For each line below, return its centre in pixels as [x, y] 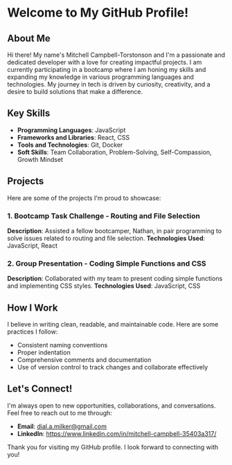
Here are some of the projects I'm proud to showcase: [84, 198]
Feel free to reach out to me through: [60, 412]
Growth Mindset [40, 159]
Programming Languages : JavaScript [71, 130]
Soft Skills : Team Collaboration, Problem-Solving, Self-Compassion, [114, 152]
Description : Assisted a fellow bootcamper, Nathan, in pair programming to [115, 230]
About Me [29, 38]
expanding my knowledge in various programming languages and [100, 77]
